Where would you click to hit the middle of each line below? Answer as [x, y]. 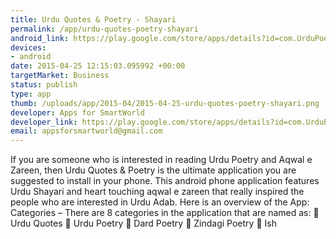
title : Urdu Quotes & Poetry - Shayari [93, 19]
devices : [28, 47]
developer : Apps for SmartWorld [77, 112]
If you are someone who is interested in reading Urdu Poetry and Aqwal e [161, 160]
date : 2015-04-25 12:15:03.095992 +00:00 [98, 66]
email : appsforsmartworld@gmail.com [86, 131]
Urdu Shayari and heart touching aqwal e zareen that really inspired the [157, 192]
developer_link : [44, 122]
